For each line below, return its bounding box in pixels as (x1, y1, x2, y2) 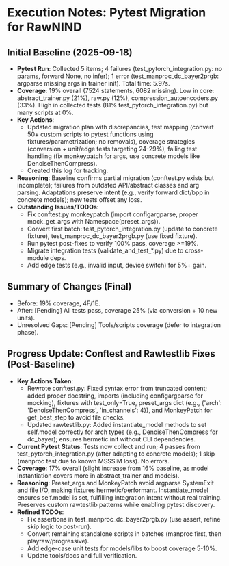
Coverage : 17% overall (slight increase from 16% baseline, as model (16, 464, 209, 472)
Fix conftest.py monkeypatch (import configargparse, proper (27, 210, 198, 218)
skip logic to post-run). (27, 522, 92, 530)
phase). (16, 328, 39, 336)
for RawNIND (7, 19, 82, 35)
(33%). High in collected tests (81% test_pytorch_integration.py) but (16, 101, 208, 109)
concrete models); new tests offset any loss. (16, 196, 142, 203)
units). (16, 313, 36, 322)
